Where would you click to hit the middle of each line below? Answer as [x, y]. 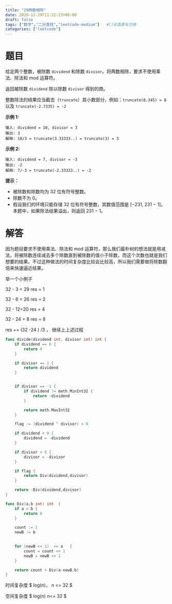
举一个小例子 [19, 279]
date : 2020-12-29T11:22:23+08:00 [41, 15]
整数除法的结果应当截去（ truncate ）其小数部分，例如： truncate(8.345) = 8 [86, 100]
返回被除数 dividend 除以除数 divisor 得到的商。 [57, 89]
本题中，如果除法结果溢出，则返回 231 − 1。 [59, 211]
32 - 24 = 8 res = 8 [25, 319]
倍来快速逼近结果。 [26, 268]
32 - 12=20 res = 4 [25, 309]
